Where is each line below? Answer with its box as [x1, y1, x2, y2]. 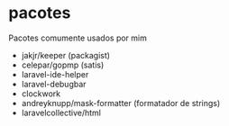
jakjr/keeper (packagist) [21, 49, 110, 60]
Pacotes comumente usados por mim [8, 32, 148, 43]
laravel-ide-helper [21, 68, 89, 79]
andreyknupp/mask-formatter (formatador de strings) [21, 97, 221, 108]
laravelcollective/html [21, 107, 101, 118]
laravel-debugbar [21, 78, 87, 89]
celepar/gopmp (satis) [21, 59, 105, 70]
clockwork [21, 88, 61, 99]
